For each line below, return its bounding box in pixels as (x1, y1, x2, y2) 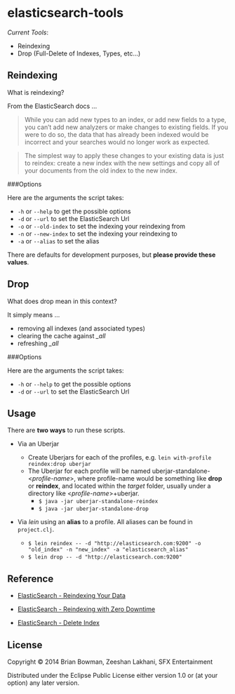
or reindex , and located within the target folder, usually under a (27, 482, 211, 491)
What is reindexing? (7, 88, 65, 96)
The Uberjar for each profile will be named (27, 467, 151, 475)
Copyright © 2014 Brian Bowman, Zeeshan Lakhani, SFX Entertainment (7, 658, 213, 666)
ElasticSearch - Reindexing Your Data (17, 592, 126, 600)
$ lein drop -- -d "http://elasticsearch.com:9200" (27, 554, 182, 561)
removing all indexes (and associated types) (17, 324, 146, 333)
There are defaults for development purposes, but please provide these (7, 251, 216, 259)
